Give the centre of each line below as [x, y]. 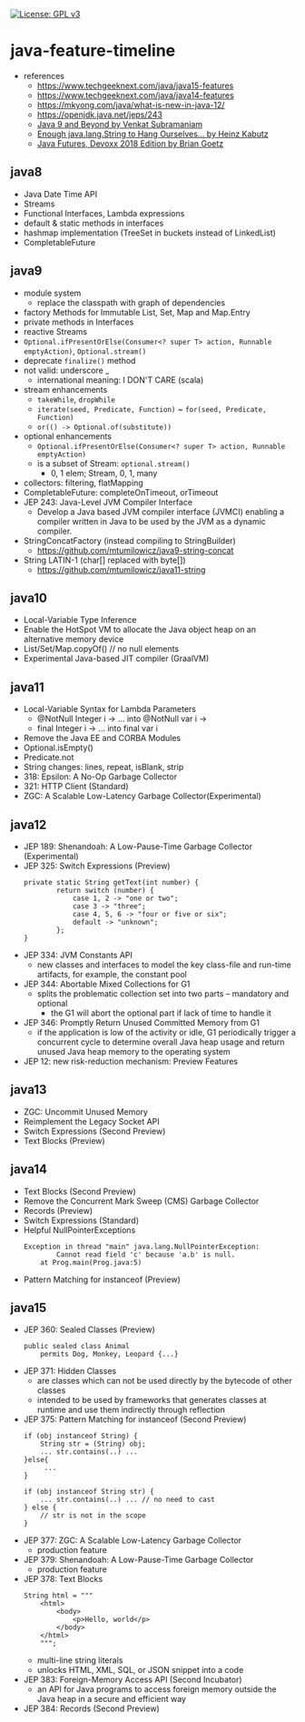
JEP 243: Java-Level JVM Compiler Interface [108, 502]
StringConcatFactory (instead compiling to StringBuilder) [130, 540]
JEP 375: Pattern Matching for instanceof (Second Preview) [135, 1419]
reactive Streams [55, 331]
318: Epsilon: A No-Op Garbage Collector [100, 776]
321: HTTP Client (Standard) [76, 786]
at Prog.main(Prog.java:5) [91, 1262]
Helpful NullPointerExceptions [79, 1230]
